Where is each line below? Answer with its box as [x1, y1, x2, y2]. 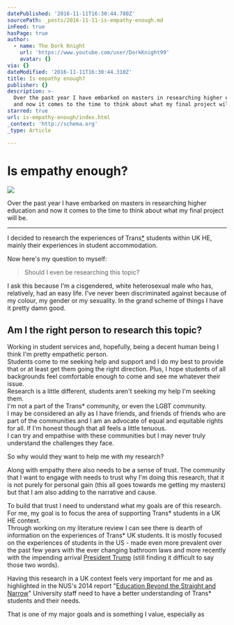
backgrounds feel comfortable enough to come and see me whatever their [7, 372, 221, 380]
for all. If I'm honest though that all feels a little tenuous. [7, 424, 167, 433]
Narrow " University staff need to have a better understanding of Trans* [7, 589, 212, 598]
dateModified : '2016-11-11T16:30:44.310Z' [7, 68, 132, 75]
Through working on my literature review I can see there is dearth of [7, 524, 203, 532]
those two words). [7, 561, 59, 569]
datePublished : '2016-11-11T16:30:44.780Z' [7, 10, 136, 17]
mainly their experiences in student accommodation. [7, 241, 158, 249]
